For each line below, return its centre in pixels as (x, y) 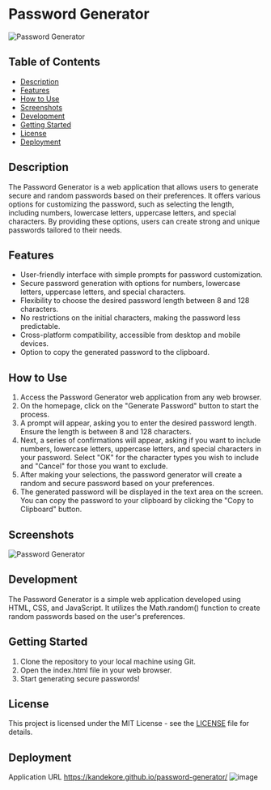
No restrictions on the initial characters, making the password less (130, 318)
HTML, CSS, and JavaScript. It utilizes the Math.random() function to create (134, 608)
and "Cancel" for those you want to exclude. (94, 466)
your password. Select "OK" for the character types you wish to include (139, 458)
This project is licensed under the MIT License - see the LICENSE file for (129, 724)
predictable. (40, 327)
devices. (34, 344)
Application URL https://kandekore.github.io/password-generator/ (118, 777)
